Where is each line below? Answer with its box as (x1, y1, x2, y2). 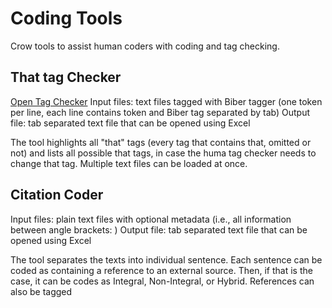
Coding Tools (10, 7, 123, 30)
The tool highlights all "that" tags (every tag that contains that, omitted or (10, 136, 312, 148)
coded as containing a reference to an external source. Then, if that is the (10, 264, 313, 276)
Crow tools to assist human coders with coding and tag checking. (10, 40, 280, 52)
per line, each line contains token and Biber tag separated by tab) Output (10, 106, 311, 118)
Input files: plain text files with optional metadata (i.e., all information (10, 213, 292, 225)
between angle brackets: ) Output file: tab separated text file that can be (10, 223, 308, 236)
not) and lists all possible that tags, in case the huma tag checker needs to (10, 147, 317, 159)
